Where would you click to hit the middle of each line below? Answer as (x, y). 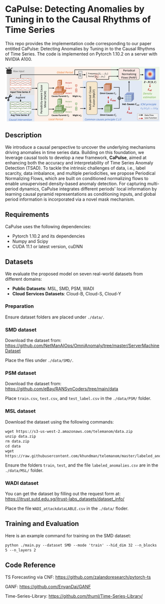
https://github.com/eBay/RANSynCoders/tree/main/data (62, 389)
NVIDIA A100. (19, 59)
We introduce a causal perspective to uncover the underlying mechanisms (80, 147)
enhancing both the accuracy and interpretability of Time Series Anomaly (79, 162)
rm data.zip (17, 441)
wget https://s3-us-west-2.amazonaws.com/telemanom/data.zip (69, 431)
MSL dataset (20, 411)
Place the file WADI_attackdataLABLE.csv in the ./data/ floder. (67, 508)
